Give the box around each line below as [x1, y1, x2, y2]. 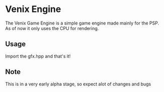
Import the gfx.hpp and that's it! [5, 53, 71, 59]
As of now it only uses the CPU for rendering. [5, 25, 99, 31]
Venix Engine [5, 3, 61, 15]
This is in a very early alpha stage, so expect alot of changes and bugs [5, 81, 151, 87]
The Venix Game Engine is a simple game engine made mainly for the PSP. [5, 20, 159, 26]
